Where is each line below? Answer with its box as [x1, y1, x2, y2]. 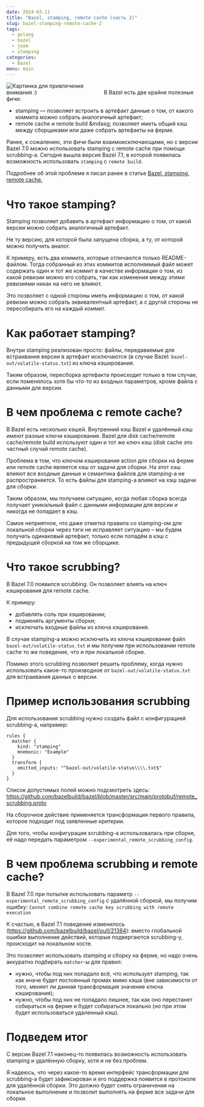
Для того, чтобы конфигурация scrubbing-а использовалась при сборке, [6, 829, 196, 837]
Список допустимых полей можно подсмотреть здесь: [6, 786, 150, 794]
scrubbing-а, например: [6, 721, 68, 729]
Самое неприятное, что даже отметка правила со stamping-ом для [6, 520, 182, 527]
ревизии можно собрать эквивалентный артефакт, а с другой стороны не [6, 298, 199, 306]
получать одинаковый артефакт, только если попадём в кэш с [6, 532, 169, 540]
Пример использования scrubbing [6, 695, 191, 708]
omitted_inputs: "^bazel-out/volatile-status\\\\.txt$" [17, 765, 163, 772]
